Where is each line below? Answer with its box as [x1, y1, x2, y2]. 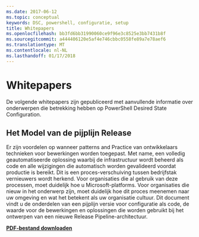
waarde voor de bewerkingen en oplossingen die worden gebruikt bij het [6, 207, 184, 214]
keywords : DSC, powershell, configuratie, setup [6, 20, 129, 26]
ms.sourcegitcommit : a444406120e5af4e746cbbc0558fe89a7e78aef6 [6, 36, 166, 42]
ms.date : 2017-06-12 [6, 8, 58, 15]
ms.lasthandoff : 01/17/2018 [6, 53, 76, 59]
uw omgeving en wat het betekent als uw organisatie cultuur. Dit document [6, 194, 189, 201]
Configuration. [6, 110, 42, 118]
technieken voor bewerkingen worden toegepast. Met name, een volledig [6, 150, 185, 157]
